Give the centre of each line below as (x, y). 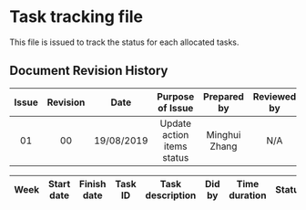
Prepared (224, 96)
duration (248, 195)
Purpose (176, 96)
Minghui (224, 134)
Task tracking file (76, 17)
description (171, 195)
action (176, 134)
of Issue (176, 108)
